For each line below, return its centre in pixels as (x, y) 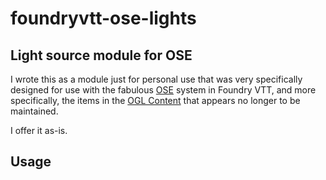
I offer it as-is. (39, 130)
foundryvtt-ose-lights (103, 18)
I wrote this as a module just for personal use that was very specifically (156, 79)
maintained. (34, 111)
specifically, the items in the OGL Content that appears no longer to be (155, 100)
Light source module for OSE (101, 55)
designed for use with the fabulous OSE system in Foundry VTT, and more (163, 90)
